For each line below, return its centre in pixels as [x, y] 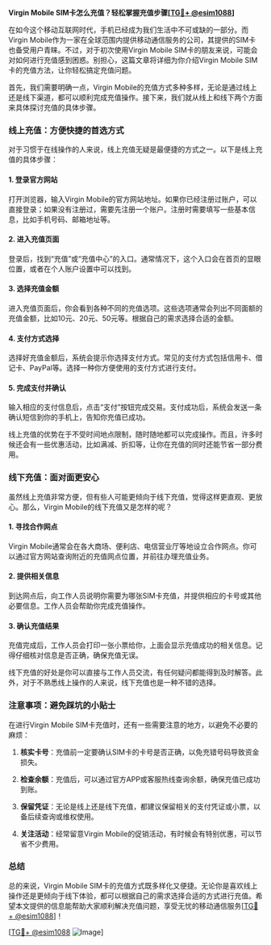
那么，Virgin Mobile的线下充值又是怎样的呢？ [97, 507]
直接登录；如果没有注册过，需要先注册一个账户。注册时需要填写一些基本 [128, 209]
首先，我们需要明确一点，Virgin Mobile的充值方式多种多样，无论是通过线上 [133, 87]
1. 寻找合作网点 [33, 527]
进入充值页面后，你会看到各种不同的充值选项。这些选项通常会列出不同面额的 [135, 308]
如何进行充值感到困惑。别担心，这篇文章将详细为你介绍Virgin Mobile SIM [136, 60]
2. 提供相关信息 [34, 576]
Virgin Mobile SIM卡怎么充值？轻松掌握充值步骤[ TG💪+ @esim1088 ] [122, 13]
